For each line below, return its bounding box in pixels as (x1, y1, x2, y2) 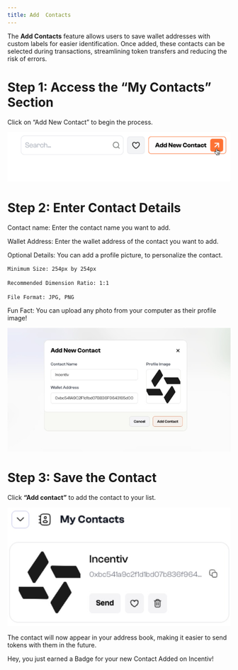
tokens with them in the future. (7, 641, 97, 649)
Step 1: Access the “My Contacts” (7, 79, 212, 95)
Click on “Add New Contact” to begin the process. (7, 118, 154, 126)
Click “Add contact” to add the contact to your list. (7, 493, 157, 502)
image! (7, 313, 28, 322)
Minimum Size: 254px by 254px (7, 265, 97, 272)
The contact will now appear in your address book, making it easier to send (7, 633, 227, 642)
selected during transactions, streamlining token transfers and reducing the (7, 47, 227, 55)
